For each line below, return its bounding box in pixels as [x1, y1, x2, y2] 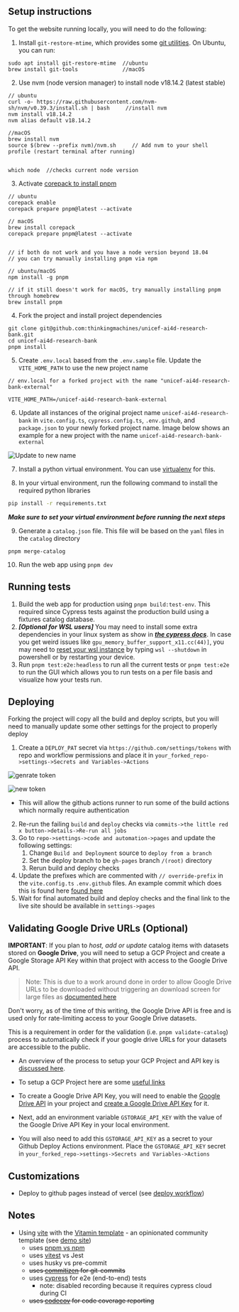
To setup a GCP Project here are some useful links [18, 1078, 166, 1087]
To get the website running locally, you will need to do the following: [8, 24, 207, 33]
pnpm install [8, 343, 47, 350]
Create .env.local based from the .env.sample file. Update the [18, 355, 201, 365]
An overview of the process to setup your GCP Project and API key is [18, 1057, 220, 1065]
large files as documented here [25, 993, 117, 1001]
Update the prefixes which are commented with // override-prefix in [18, 871, 223, 880]
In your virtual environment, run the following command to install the [18, 478, 218, 487]
